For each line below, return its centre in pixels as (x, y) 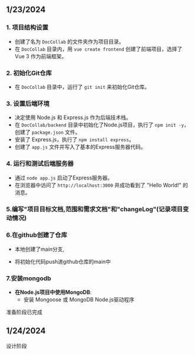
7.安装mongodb (29, 278)
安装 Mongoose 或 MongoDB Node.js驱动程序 (79, 300)
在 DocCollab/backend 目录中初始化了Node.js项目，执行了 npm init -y (99, 125)
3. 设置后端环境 (28, 104)
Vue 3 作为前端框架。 (41, 56)
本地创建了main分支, (39, 249)
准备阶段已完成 (24, 312)
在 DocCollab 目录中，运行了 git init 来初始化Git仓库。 (82, 87)
